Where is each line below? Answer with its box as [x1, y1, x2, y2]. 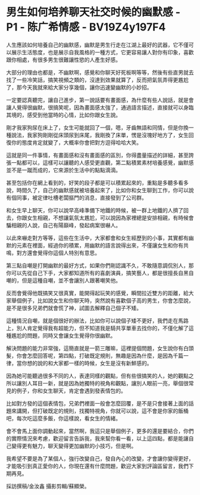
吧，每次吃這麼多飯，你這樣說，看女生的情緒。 [6, 414, 121, 422]
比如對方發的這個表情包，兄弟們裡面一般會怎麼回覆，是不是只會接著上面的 [6, 400, 189, 407]
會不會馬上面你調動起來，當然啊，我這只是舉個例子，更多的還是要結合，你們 [6, 427, 194, 434]
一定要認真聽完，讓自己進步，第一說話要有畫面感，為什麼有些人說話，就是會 [6, 96, 194, 103]
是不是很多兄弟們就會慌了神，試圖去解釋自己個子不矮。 [6, 304, 142, 311]
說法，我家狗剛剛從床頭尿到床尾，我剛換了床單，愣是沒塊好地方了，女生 [11, 131, 189, 138]
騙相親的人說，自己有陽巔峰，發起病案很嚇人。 [6, 221, 121, 228]
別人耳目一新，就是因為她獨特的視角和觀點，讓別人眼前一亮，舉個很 [21, 379, 189, 386]
